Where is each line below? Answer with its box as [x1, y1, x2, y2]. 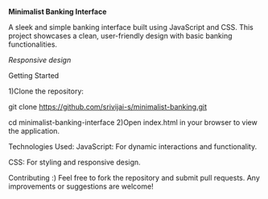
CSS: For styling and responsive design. [8, 157, 141, 167]
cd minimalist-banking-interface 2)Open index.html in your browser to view [8, 118, 258, 127]
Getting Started [8, 71, 60, 80]
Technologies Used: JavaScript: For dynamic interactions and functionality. [8, 142, 258, 151]
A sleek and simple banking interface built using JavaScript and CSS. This [8, 23, 254, 31]
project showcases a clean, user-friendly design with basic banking [8, 31, 233, 40]
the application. [8, 126, 60, 135]
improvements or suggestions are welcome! [8, 181, 155, 191]
